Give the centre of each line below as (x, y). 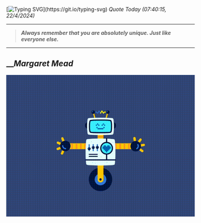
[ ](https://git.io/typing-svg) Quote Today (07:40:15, (86, 9)
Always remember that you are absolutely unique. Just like (96, 33)
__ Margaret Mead (40, 64)
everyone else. (40, 39)
